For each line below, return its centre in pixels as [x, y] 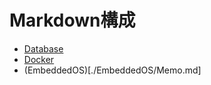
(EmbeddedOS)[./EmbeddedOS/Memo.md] [112, 70]
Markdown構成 [72, 20]
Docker [39, 59]
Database [43, 48]
